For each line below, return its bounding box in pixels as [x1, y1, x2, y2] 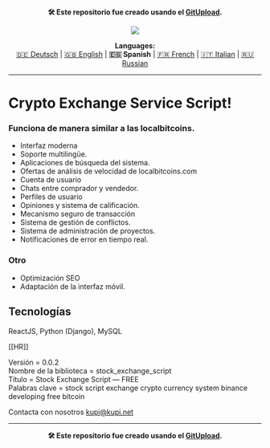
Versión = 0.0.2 [8, 357, 59, 367]
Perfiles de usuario [19, 192, 83, 202]
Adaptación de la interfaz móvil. [19, 281, 126, 291]
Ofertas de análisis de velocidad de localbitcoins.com [19, 166, 198, 176]
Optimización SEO [19, 273, 80, 283]
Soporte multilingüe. [19, 149, 88, 159]
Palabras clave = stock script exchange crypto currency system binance [8, 383, 247, 393]
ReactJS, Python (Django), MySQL [8, 326, 122, 336]
